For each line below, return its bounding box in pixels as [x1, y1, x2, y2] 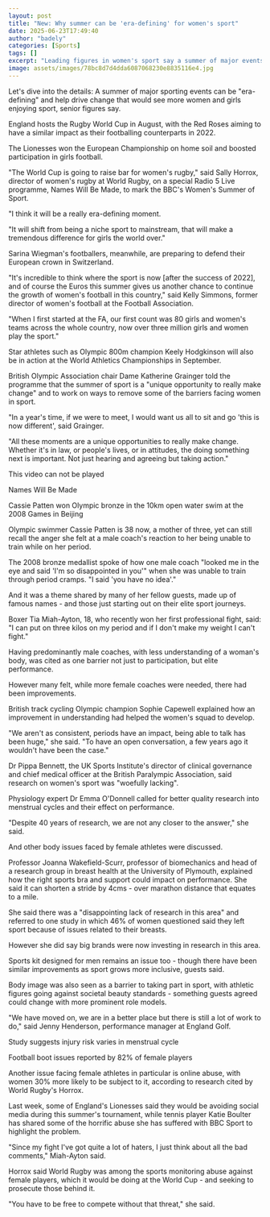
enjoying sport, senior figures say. [8, 103, 121, 113]
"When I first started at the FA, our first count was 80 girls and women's [8, 314, 247, 323]
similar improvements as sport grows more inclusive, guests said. [8, 964, 225, 974]
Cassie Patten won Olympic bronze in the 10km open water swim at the [8, 501, 243, 510]
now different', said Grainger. [8, 421, 104, 430]
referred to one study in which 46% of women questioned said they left [8, 916, 245, 925]
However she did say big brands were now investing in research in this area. [8, 940, 261, 949]
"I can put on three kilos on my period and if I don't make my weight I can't [8, 622, 256, 633]
